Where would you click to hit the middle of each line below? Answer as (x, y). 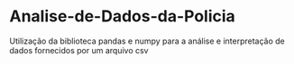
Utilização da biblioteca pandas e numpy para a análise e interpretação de (147, 41)
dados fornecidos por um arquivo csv (79, 50)
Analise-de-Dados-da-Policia (123, 16)
